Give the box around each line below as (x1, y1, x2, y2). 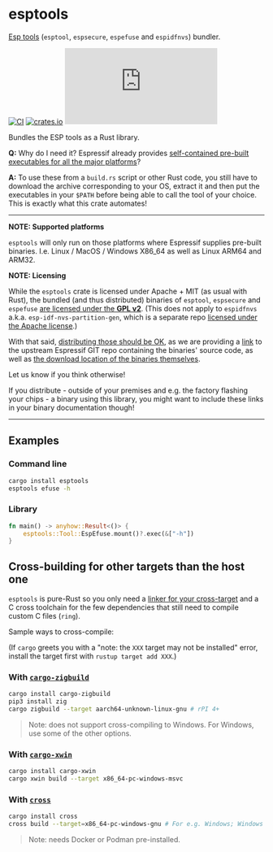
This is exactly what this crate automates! (8, 198, 148, 208)
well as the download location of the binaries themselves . (8, 354, 201, 363)
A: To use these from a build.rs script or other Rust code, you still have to (8, 172, 258, 182)
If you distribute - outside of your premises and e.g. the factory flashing (8, 385, 249, 395)
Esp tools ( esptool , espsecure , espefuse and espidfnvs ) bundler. (8, 32, 221, 41)
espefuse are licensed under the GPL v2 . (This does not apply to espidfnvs (8, 303, 258, 313)
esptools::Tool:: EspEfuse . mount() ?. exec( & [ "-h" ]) (23, 529, 195, 537)
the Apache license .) (8, 320, 78, 330)
